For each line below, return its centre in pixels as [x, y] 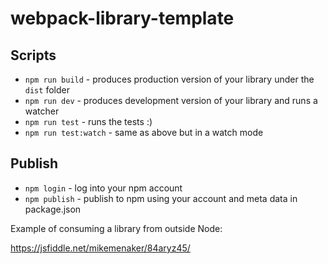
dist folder [47, 90]
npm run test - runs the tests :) [88, 121]
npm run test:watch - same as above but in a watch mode [144, 132]
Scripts [33, 55]
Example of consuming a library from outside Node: [116, 228]
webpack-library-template [122, 18]
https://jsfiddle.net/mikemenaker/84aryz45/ [100, 248]
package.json [53, 209]
